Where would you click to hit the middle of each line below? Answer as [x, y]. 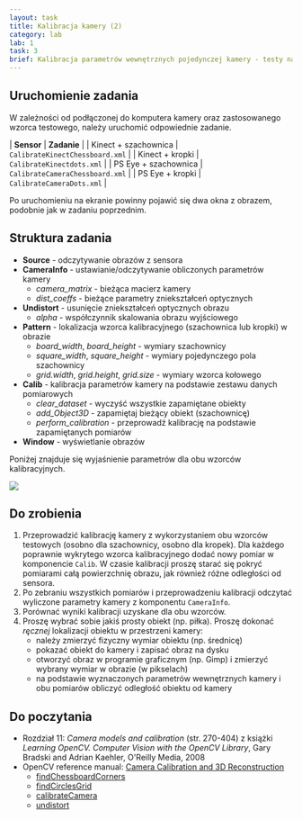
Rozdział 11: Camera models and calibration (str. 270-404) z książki [147, 738]
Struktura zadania [61, 238]
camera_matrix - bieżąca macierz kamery [113, 288]
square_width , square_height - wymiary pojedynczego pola [146, 355]
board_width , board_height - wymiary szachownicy [131, 346]
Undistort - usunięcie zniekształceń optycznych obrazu [126, 308]
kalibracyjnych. [37, 468]
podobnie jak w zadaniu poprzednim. [78, 210]
